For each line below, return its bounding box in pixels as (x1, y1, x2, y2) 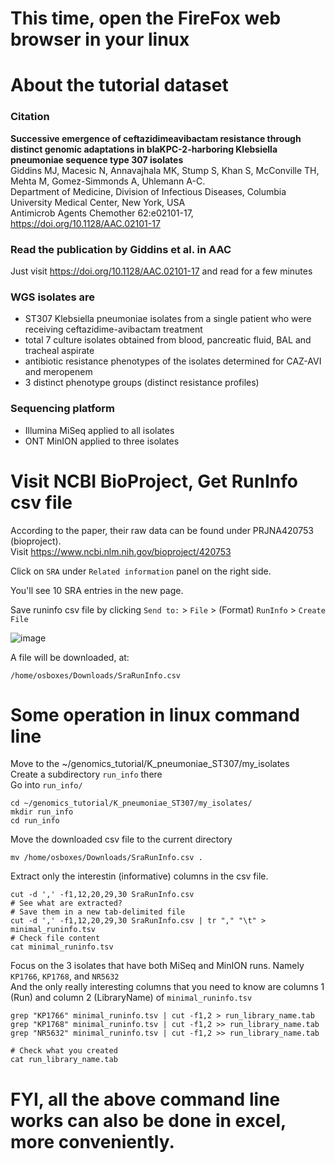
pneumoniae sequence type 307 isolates (10, 153, 184, 166)
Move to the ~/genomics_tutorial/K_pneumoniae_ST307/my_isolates (10, 758, 290, 770)
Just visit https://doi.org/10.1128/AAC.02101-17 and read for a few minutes (10, 265, 313, 277)
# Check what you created (10, 1046, 118, 1056)
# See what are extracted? (10, 898, 123, 909)
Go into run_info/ (10, 779, 83, 791)
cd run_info (10, 816, 60, 826)
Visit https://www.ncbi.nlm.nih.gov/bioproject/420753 (10, 545, 232, 557)
